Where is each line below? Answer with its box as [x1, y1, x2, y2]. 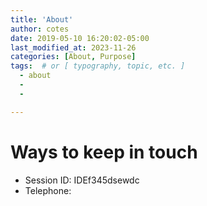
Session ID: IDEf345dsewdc [24, 174, 140, 186]
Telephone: [24, 184, 72, 196]
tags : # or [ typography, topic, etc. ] [10, 61, 186, 71]
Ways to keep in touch [10, 141, 198, 163]
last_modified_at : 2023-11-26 [10, 42, 137, 53]
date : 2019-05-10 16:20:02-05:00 [10, 33, 150, 43]
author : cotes [10, 24, 70, 34]
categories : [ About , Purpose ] [10, 52, 137, 62]
